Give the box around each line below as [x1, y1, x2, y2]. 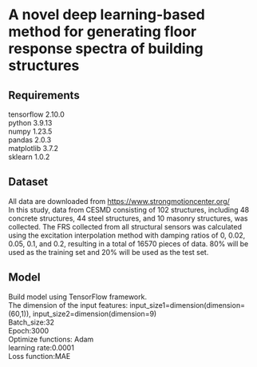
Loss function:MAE [8, 351, 71, 361]
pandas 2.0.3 [8, 135, 52, 145]
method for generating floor [8, 22, 197, 41]
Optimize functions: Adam [8, 334, 94, 344]
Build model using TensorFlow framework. [8, 292, 148, 301]
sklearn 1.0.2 [8, 152, 50, 162]
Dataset [8, 175, 49, 189]
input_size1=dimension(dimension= [129, 300, 246, 309]
